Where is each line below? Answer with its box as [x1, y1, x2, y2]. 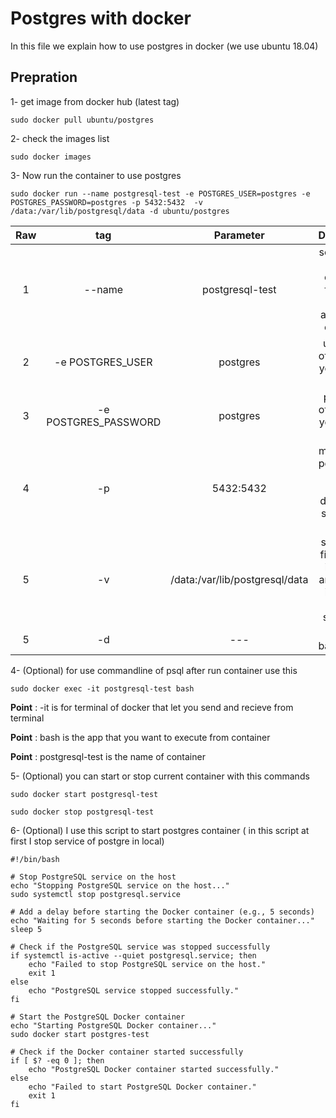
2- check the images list [10, 132, 110, 144]
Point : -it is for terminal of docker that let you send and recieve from [10, 701, 294, 713]
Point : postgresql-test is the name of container [10, 750, 206, 762]
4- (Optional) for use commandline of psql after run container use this [10, 664, 298, 676]
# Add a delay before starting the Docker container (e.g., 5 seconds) [10, 907, 315, 917]
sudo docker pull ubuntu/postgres [10, 115, 155, 125]
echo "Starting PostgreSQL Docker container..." [10, 1020, 217, 1031]
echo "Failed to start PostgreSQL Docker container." [28, 1082, 257, 1092]
